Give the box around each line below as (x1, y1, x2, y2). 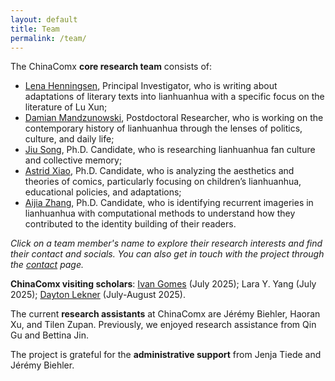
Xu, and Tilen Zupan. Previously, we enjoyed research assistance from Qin (10, 319, 317, 331)
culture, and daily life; (24, 133, 115, 145)
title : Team (10, 24, 60, 34)
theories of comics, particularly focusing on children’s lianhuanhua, (24, 176, 302, 188)
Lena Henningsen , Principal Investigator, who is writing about (24, 80, 278, 92)
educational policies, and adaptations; (24, 186, 182, 198)
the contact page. (10, 259, 84, 271)
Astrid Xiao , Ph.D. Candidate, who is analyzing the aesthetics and (24, 165, 295, 177)
